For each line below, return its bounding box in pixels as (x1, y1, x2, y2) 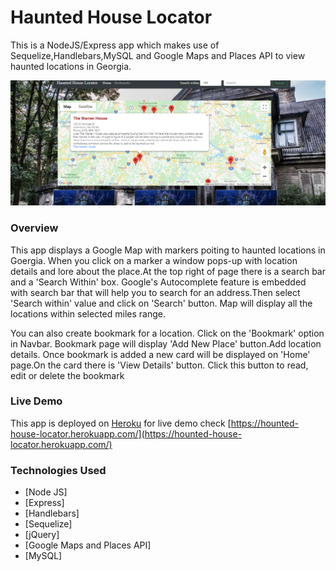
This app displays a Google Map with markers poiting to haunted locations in (10, 244, 326, 256)
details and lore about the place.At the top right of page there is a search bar (10, 265, 326, 277)
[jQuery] (24, 529, 60, 541)
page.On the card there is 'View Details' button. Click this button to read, (10, 359, 309, 371)
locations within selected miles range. (10, 307, 166, 320)
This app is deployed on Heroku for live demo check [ (10, 417, 232, 429)
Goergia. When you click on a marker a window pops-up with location (10, 254, 298, 266)
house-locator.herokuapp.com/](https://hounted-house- (10, 427, 243, 440)
